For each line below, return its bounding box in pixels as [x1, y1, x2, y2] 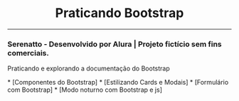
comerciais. [7, 48, 50, 58]
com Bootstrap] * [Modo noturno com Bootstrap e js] [7, 85, 162, 94]
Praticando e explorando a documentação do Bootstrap [7, 64, 171, 73]
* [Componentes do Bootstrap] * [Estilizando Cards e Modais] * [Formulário [7, 78, 229, 87]
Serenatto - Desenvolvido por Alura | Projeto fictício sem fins [7, 39, 222, 49]
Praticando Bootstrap [55, 5, 184, 21]
